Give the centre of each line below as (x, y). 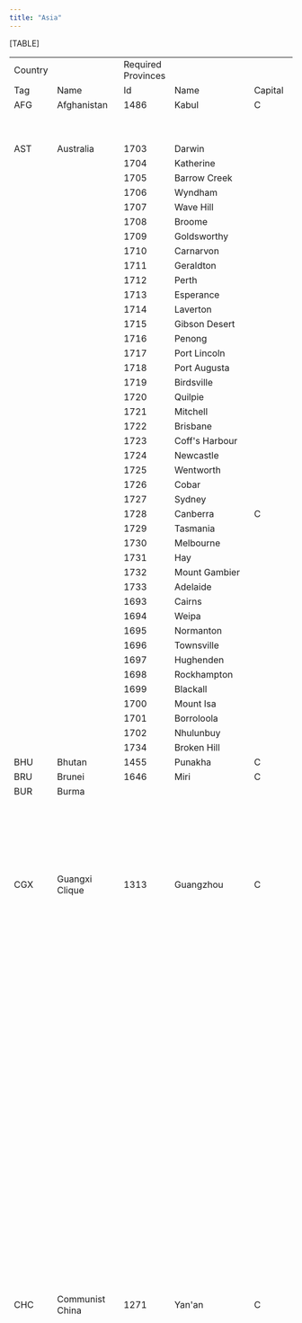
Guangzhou (199, 884)
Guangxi (75, 879)
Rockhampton (204, 674)
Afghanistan (82, 104)
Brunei (71, 777)
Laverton (193, 309)
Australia (75, 148)
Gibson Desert (204, 324)
